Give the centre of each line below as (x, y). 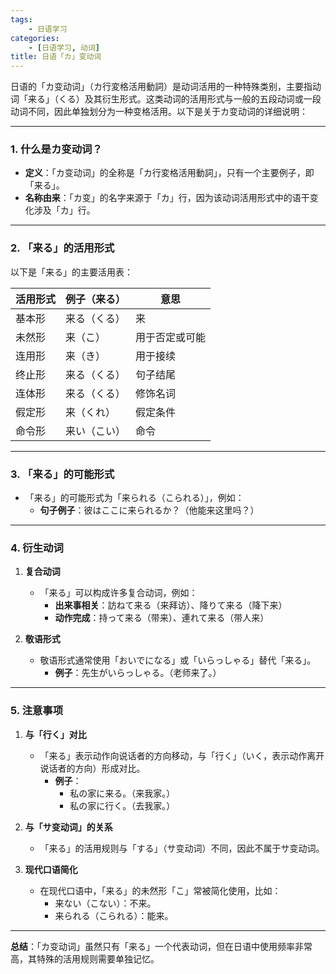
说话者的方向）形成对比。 (92, 768)
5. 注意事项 (37, 711)
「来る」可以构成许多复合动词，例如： (118, 593)
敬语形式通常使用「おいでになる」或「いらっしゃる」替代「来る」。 (178, 660)
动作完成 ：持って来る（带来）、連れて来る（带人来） (162, 618)
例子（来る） (96, 299)
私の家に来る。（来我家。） (122, 793)
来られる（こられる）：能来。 (114, 915)
